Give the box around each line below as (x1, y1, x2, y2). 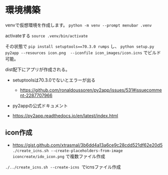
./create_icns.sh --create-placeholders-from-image (12, 148, 123, 153)
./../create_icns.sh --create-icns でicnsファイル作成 (5, 163, 121, 170)
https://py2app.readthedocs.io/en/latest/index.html (12, 112, 118, 118)
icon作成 (5, 128, 33, 137)
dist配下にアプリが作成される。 (5, 66, 70, 72)
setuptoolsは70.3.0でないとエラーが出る (12, 77, 96, 83)
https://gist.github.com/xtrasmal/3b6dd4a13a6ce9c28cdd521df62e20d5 (12, 142, 163, 148)
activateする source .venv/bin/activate (5, 32, 88, 38)
